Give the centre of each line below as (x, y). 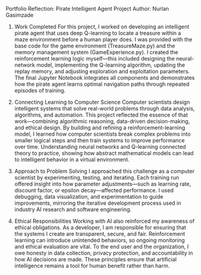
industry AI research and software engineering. (73, 209)
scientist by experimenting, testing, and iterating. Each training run (97, 177)
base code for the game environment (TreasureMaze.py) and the (94, 46)
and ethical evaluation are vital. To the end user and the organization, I (101, 246)
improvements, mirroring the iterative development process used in (98, 203)
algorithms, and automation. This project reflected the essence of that (101, 115)
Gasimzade (20, 15)
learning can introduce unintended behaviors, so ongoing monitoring (99, 240)
